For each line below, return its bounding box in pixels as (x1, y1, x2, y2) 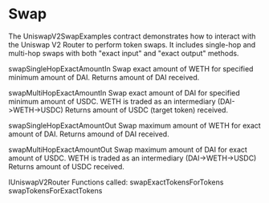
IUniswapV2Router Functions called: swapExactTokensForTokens (8, 177, 224, 187)
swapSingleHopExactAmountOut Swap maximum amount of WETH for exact (8, 120, 261, 130)
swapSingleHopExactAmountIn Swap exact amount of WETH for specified (8, 63, 254, 73)
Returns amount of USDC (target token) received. (65, 105, 229, 115)
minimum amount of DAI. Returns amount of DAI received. (8, 72, 200, 82)
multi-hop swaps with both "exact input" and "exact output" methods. (8, 48, 239, 58)
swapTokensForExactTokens (8, 185, 103, 195)
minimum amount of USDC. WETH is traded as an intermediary (8, 96, 216, 106)
